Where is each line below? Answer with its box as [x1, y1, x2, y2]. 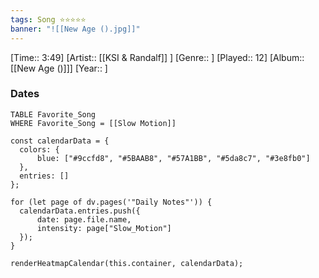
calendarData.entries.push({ [19, 206, 141, 216]
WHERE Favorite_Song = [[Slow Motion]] [10, 118, 177, 128]
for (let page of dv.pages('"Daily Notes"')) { [10, 197, 213, 207]
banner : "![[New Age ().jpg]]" [10, 24, 141, 34]
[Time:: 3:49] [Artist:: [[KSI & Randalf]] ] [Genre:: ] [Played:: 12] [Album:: [10, 51, 305, 63]
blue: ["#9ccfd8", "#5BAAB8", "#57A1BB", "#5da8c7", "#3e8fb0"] [36, 153, 311, 163]
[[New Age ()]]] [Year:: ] [10, 62, 108, 74]
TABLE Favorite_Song [10, 109, 97, 120]
